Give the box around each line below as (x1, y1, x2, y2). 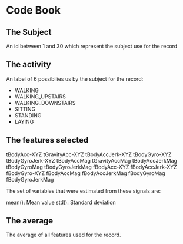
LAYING (14, 118, 34, 125)
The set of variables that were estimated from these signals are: (6, 187, 161, 194)
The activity (6, 60, 51, 70)
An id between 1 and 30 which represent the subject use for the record (6, 42, 178, 50)
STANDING (14, 111, 42, 118)
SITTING (14, 105, 36, 113)
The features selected (6, 135, 89, 145)
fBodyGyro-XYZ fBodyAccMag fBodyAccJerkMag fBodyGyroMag (6, 169, 166, 177)
